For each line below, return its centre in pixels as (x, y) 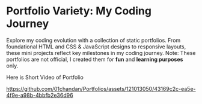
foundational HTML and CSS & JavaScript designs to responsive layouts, (96, 47)
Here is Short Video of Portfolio (45, 77)
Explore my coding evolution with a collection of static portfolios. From (93, 40)
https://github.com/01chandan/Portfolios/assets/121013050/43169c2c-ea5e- (101, 88)
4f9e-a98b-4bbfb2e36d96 (40, 95)
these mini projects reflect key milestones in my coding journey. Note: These (101, 53)
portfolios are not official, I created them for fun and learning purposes (95, 59)
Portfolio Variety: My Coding (79, 11)
